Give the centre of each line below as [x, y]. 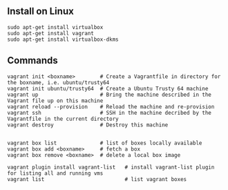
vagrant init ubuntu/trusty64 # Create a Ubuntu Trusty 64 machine [108, 88]
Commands [33, 60]
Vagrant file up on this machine [55, 101]
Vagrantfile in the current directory [63, 119]
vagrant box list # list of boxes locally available [105, 143]
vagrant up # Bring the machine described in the [110, 95]
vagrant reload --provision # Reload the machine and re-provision [111, 106]
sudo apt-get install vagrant [51, 33]
